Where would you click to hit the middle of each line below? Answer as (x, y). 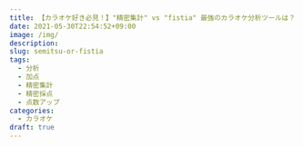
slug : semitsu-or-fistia (56, 52)
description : (34, 43)
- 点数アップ (39, 102)
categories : (32, 111)
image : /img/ (34, 34)
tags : (20, 60)
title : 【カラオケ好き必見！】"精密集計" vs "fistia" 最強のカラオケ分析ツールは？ (152, 18)
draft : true (32, 128)
